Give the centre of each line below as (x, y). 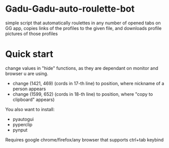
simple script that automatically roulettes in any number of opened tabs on (83, 23)
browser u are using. (27, 73)
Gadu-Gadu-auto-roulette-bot (70, 9)
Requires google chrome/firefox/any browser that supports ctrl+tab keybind (84, 139)
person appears (29, 89)
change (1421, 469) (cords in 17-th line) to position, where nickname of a (88, 83)
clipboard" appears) (33, 99)
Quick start (29, 54)
